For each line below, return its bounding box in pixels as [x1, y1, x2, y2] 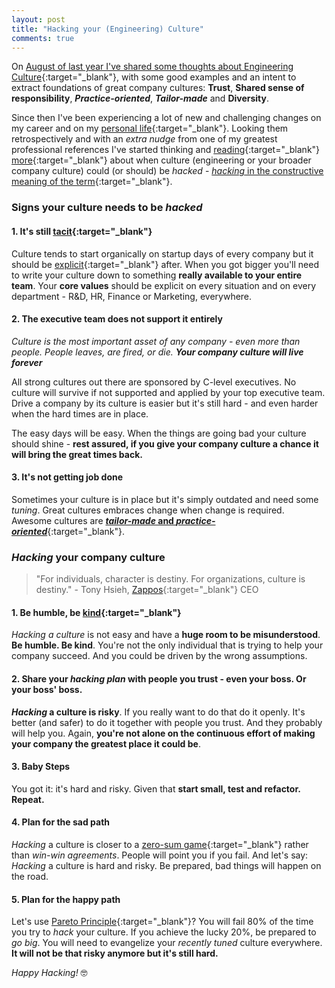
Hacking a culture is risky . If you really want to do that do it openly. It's [11, 706, 306, 718]
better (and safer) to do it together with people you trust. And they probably [11, 716, 323, 728]
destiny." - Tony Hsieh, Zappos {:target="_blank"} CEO [35, 584, 259, 596]
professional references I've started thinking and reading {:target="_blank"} [11, 144, 321, 156]
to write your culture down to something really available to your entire [11, 269, 303, 281]
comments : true [11, 33, 75, 43]
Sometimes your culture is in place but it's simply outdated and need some [11, 493, 319, 505]
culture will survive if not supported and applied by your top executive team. [11, 386, 326, 398]
